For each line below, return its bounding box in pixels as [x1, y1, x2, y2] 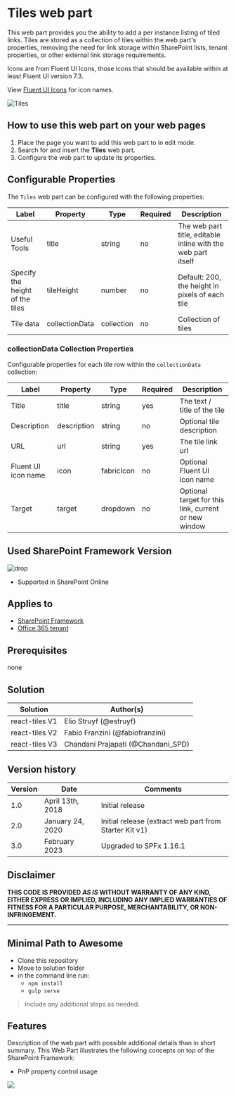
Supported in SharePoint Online [17, 578, 109, 586]
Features [7, 1020, 47, 1032]
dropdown [101, 504, 136, 513]
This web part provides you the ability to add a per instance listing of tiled [7, 28, 220, 37]
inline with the [178, 238, 224, 248]
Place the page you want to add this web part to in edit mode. [17, 138, 196, 147]
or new [179, 512, 203, 522]
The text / [179, 396, 212, 406]
